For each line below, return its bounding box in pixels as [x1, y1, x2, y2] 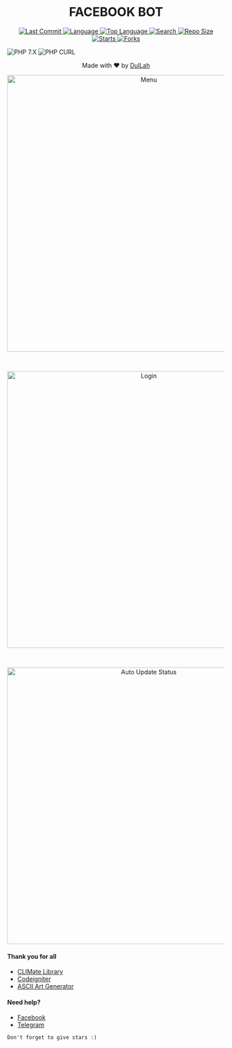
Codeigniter [17, 975, 51, 983]
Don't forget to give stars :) [7, 1034, 97, 1041]
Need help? [7, 998, 41, 1006]
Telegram [17, 1021, 45, 1029]
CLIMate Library [17, 968, 64, 976]
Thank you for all [7, 952, 57, 960]
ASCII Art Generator [17, 982, 75, 991]
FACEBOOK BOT [68, 4, 164, 20]
